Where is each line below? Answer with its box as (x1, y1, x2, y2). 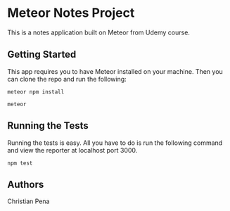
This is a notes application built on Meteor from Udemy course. (7, 28, 190, 37)
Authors (7, 178, 44, 191)
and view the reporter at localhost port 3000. (7, 146, 138, 154)
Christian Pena (7, 197, 50, 205)
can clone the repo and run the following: (7, 75, 127, 83)
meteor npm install (7, 88, 65, 96)
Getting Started (7, 49, 77, 60)
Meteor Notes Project (7, 5, 135, 21)
